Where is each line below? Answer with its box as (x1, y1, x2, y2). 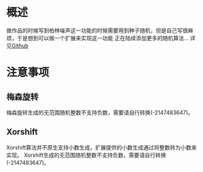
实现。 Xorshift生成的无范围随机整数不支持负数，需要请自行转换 (6, 151, 166, 159)
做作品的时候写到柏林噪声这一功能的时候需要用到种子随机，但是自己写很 (6, 27, 188, 34)
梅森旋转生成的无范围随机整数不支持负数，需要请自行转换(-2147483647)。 (6, 109, 194, 116)
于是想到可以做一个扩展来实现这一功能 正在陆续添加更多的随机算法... (16, 34, 189, 41)
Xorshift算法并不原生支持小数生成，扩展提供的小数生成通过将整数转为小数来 (6, 143, 197, 151)
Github (12, 42, 29, 49)
